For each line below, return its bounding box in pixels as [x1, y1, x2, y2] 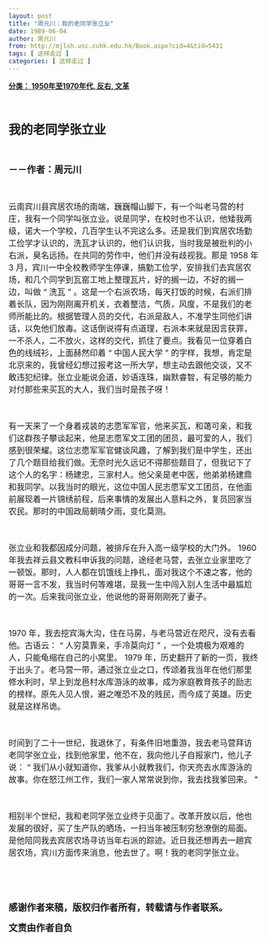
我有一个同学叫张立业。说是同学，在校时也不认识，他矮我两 [24, 213, 253, 224]
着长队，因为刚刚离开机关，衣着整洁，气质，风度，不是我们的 [8, 298, 245, 310]
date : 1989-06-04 [8, 27, 67, 35]
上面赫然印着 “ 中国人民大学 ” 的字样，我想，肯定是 [57, 347, 253, 358]
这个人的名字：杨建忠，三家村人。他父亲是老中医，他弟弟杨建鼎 [8, 469, 253, 480]
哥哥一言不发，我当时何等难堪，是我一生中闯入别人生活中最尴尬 [8, 579, 253, 590]
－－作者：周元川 [8, 163, 82, 176]
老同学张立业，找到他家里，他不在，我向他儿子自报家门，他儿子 [8, 749, 253, 761]
